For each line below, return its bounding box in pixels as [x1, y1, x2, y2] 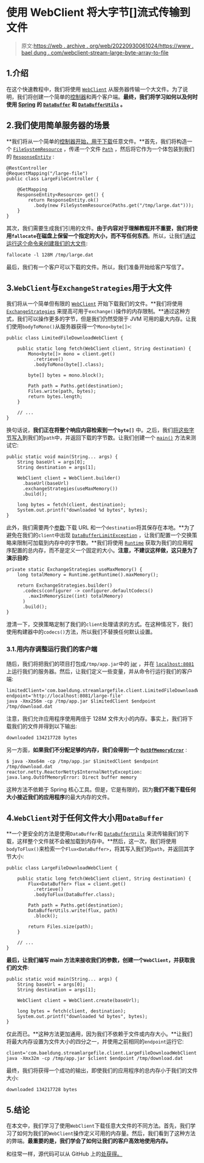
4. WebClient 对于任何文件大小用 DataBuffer [6, 813, 164, 823]
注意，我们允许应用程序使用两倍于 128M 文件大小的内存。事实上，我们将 [6, 715, 188, 722]
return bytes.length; [28, 394, 83, 400]
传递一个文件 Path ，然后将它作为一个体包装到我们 [69, 145, 195, 152]
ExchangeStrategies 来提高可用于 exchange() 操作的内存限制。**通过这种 [6, 308, 185, 315]
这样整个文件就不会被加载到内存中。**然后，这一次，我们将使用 [16, 838, 177, 845]
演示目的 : [6, 554, 30, 562]
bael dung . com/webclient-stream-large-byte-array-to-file [21, 49, 169, 56]
